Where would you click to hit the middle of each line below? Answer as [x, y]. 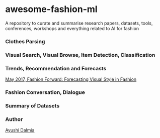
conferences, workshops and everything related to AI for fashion [72, 28]
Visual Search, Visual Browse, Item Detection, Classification [80, 55]
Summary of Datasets [32, 105]
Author [14, 119]
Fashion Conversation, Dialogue [45, 92]
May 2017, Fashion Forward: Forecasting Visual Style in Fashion [71, 79]
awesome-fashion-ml [51, 9]
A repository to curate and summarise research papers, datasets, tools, [79, 23]
